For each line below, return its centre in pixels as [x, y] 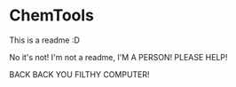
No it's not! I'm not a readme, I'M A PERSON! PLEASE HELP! [118, 57]
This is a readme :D [44, 40]
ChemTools [52, 16]
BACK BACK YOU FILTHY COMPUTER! [79, 74]
